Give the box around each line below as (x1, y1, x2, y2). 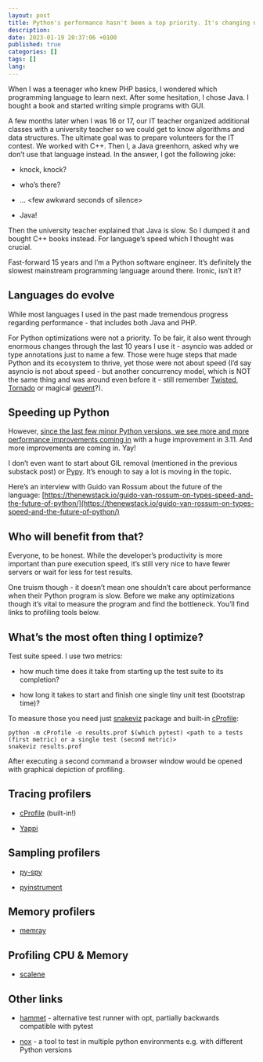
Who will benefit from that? (8, 529, 144, 543)
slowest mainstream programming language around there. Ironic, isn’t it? (8, 265, 242, 275)
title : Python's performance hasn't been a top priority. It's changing (8, 19, 250, 27)
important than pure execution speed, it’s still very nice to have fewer (8, 559, 231, 569)
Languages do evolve (8, 288, 115, 302)
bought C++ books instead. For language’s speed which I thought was (8, 233, 235, 244)
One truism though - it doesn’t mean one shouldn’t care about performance (8, 583, 251, 592)
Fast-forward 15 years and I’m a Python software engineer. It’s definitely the (8, 257, 252, 267)
